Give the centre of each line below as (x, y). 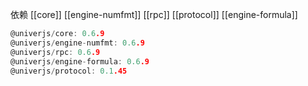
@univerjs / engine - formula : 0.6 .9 (80, 61)
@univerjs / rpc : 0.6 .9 (55, 52)
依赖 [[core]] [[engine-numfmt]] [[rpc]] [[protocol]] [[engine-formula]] (154, 14)
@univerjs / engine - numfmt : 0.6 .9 (77, 43)
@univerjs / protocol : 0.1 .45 (69, 71)
